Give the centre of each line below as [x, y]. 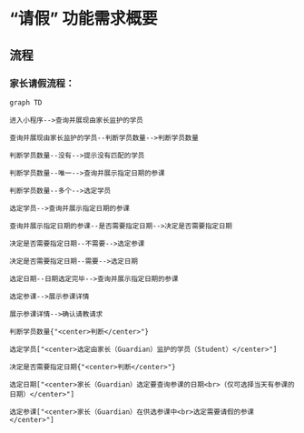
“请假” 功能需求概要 [83, 19]
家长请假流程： [42, 83]
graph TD [26, 102]
